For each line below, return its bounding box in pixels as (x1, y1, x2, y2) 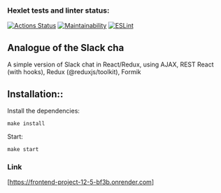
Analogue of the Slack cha (7, 41, 124, 54)
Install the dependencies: (7, 106, 80, 115)
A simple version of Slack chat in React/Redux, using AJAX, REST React (7, 60, 215, 69)
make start (7, 145, 39, 152)
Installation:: (7, 88, 64, 100)
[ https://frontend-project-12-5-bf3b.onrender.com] (7, 178, 155, 187)
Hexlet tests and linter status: (7, 6, 110, 15)
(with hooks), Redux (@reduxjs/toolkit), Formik (7, 68, 141, 76)
